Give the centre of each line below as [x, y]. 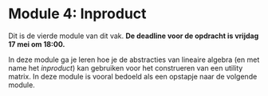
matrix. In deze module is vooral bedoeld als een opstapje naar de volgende [133, 76]
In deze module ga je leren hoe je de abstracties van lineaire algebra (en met [134, 60]
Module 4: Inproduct [77, 14]
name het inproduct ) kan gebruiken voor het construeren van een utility [126, 67]
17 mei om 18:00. [37, 44]
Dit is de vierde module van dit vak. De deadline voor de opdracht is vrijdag [134, 36]
